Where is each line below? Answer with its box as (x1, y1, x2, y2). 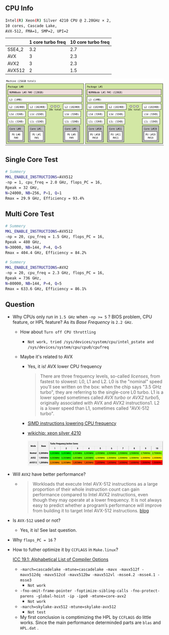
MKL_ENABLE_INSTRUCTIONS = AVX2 (5, 265, 69, 270)
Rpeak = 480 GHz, (5, 239, 42, 244)
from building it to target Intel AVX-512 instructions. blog (32, 507, 149, 513)
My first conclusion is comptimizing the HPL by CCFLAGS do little (20, 614, 151, 620)
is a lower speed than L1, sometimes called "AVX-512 (40, 405, 149, 411)
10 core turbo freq (70, 39, 110, 45)
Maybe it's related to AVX (20, 353, 73, 359)
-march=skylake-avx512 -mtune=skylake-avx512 (20, 604, 117, 609)
